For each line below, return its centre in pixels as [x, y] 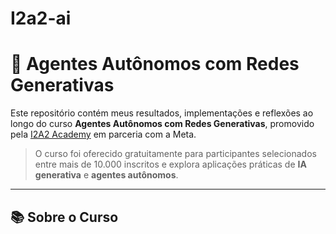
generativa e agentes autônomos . [106, 175]
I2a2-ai [41, 18]
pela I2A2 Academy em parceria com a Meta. [103, 134]
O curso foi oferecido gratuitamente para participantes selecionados [175, 154]
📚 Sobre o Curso [64, 217]
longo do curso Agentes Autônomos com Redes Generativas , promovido [162, 124]
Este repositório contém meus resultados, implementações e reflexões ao [162, 113]
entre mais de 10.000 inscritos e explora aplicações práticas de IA [170, 164]
